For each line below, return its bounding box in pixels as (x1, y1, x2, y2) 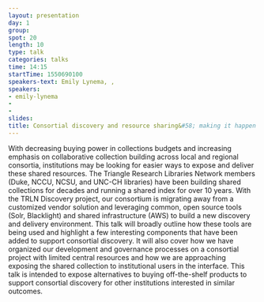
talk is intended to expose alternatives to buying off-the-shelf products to (8, 270, 247, 279)
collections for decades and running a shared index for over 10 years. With (8, 185, 251, 194)
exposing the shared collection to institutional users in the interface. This (8, 261, 245, 270)
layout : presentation (8, 11, 80, 20)
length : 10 (8, 41, 44, 49)
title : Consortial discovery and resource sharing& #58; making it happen (8, 122, 257, 130)
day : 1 (8, 19, 30, 27)
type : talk (8, 48, 44, 56)
